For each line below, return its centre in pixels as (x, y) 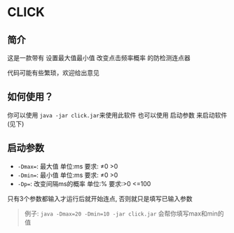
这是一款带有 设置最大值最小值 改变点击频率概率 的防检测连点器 (99, 58)
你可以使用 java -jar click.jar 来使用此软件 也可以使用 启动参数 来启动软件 (117, 115)
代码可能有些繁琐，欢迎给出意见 (53, 73)
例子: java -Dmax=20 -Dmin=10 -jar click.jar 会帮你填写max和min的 (124, 213)
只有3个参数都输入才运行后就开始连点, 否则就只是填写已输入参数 (100, 198)
